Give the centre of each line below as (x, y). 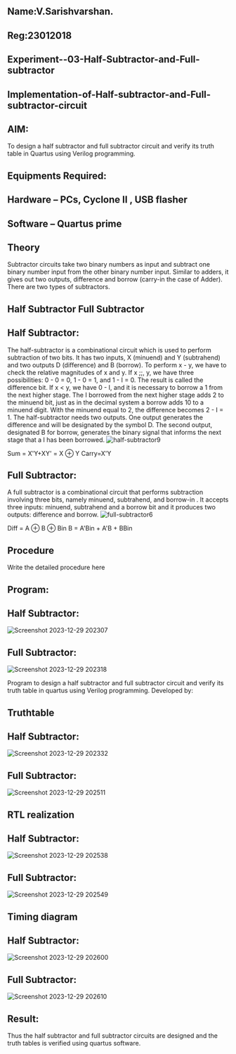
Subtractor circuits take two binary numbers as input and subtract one (109, 265)
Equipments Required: (57, 176)
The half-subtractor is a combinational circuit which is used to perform (110, 350)
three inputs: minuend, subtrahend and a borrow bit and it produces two (112, 507)
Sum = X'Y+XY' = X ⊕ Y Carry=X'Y (59, 453)
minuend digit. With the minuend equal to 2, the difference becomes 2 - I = (115, 409)
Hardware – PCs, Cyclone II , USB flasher (98, 200)
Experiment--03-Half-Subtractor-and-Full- (104, 59)
